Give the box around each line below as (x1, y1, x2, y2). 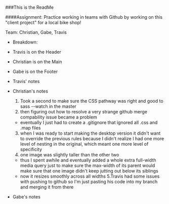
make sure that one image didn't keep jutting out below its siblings (20, 168, 158, 174)
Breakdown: (12, 39, 38, 45)
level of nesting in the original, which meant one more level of (20, 141, 149, 147)
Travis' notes (12, 78, 40, 84)
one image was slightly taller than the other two (20, 152, 119, 157)
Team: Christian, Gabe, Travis (5, 29, 67, 35)
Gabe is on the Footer (12, 68, 58, 74)
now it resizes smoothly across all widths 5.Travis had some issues (20, 173, 160, 179)
